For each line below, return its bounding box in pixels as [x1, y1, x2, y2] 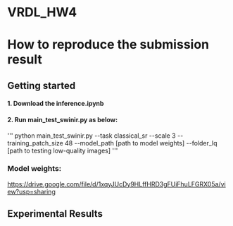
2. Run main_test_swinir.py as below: [7, 115, 118, 124]
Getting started [7, 79, 76, 92]
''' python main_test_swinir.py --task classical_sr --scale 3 [7, 131, 176, 140]
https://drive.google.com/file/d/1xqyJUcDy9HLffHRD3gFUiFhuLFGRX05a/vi [7, 179, 227, 188]
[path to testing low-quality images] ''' [7, 146, 118, 155]
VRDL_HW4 [7, 4, 77, 20]
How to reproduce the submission [7, 37, 210, 53]
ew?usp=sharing [7, 187, 56, 196]
